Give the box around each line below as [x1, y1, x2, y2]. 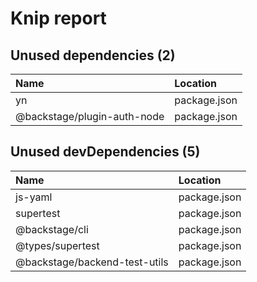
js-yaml [15, 190, 53, 204]
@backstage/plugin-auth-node [15, 110, 165, 123]
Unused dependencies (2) [10, 47, 176, 64]
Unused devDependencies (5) [10, 143, 201, 161]
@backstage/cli [15, 222, 89, 236]
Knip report [10, 7, 107, 30]
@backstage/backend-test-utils [15, 255, 169, 269]
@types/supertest [15, 238, 100, 252]
